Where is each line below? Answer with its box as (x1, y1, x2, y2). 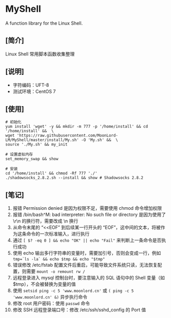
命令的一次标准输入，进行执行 (26, 231, 90, 237)
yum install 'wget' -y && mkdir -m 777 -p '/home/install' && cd (5, 124, 148, 129)
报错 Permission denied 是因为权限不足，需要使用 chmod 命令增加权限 (12, 205, 162, 211)
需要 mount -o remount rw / (26, 268, 86, 274)
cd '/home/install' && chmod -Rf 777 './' (5, 171, 98, 176)
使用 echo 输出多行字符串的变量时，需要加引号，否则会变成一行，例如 (12, 250, 161, 256)
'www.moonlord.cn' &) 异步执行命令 (12, 294, 87, 300)
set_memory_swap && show (5, 156, 59, 162)
